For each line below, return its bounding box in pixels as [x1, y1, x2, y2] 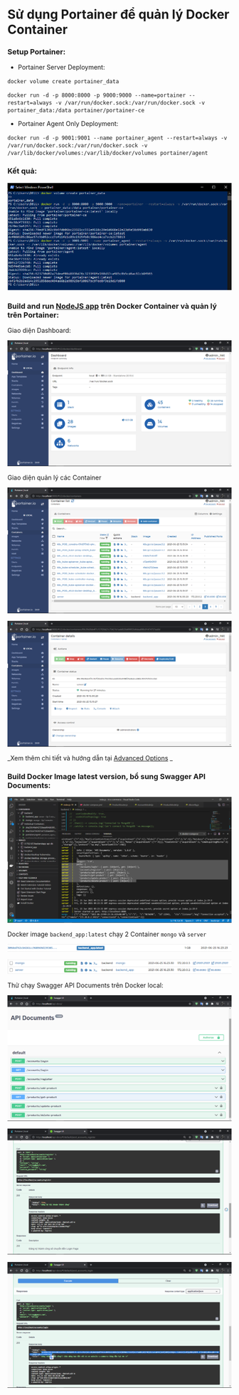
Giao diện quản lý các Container [7, 473, 102, 482]
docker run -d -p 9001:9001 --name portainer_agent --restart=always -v [7, 134, 228, 142]
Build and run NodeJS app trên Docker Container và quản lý [7, 301, 217, 311]
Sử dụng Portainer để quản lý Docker [7, 6, 230, 23]
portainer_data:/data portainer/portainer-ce [7, 107, 144, 115]
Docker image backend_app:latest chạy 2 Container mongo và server [7, 930, 207, 938]
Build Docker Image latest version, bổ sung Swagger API [7, 771, 206, 781]
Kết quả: [7, 166, 38, 176]
